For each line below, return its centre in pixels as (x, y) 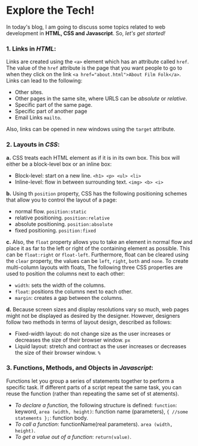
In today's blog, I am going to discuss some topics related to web (86, 27)
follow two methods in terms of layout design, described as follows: (89, 322)
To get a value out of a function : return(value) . (73, 436)
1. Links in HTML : (31, 48)
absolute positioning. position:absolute (64, 224)
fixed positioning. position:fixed (55, 230)
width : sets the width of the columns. (60, 285)
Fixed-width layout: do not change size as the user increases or (93, 333)
